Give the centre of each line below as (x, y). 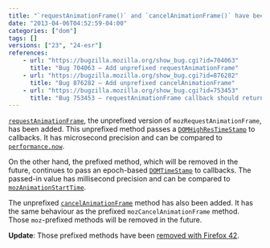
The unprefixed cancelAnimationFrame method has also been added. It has (131, 203)
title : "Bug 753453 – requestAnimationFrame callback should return (147, 98)
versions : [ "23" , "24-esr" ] (55, 46)
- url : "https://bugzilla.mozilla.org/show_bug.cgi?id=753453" (131, 90)
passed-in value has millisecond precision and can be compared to (119, 179)
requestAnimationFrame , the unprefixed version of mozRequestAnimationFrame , (135, 120)
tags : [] (23, 38)
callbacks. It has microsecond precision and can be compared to (115, 138)
